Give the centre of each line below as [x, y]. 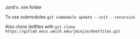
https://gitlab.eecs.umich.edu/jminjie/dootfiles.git [63, 31]
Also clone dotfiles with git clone [40, 26]
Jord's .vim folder [23, 7]
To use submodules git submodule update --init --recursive [70, 17]
